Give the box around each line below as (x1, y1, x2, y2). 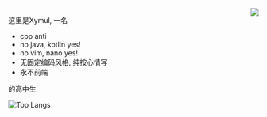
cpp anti (19, 32, 47, 40)
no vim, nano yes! (19, 48, 78, 58)
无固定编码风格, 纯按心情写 (19, 58, 108, 66)
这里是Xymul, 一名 (8, 16, 68, 25)
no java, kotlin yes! (19, 40, 81, 49)
